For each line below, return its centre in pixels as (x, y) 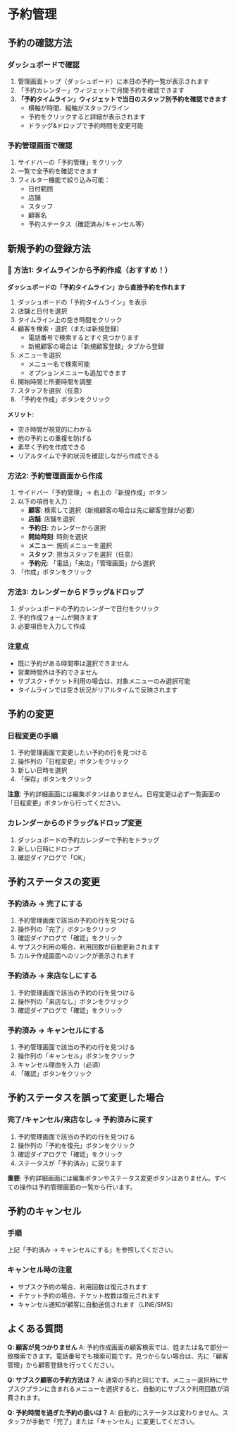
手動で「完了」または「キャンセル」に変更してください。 (115, 1421)
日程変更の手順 (33, 736)
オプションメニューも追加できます (77, 372)
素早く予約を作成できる (51, 446)
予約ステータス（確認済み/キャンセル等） (88, 224)
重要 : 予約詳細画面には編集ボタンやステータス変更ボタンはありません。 (111, 1178)
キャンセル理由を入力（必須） (61, 1065)
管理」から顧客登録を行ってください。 (63, 1365)
